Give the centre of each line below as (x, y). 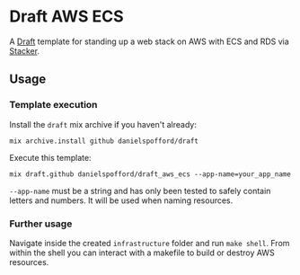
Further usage (41, 224)
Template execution (53, 105)
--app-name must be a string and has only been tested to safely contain (140, 191)
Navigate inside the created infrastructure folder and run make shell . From (150, 243)
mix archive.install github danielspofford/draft (104, 141)
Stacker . (25, 50)
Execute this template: (50, 157)
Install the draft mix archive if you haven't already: (103, 124)
